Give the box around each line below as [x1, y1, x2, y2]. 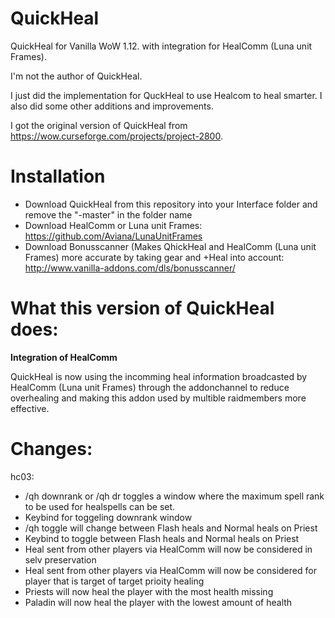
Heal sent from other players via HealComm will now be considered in [24, 543, 313, 555]
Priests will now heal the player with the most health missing [24, 585, 274, 597]
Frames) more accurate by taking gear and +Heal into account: [24, 251, 285, 263]
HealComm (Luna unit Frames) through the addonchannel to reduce [10, 381, 290, 393]
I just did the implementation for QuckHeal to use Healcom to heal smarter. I [10, 89, 323, 101]
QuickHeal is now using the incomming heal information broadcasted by [10, 370, 308, 382]
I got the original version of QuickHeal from [10, 119, 188, 131]
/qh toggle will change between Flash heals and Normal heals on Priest [24, 522, 318, 534]
